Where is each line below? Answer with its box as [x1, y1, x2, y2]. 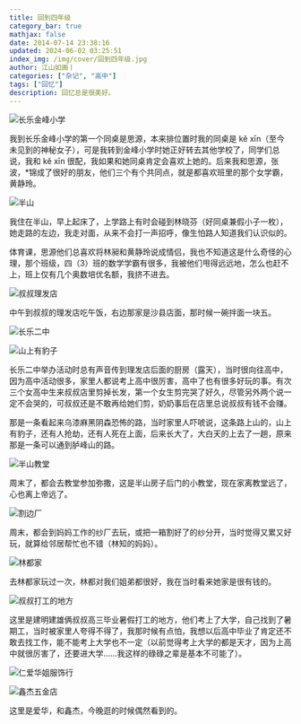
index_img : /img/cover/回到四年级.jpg [9, 55, 148, 64]
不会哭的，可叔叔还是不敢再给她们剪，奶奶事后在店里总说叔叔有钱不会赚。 [16, 397, 292, 408]
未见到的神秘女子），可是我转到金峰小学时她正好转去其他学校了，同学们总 [9, 144, 280, 155]
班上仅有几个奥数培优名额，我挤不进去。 [24, 268, 175, 279]
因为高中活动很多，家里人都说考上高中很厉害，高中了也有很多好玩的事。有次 [9, 375, 292, 386]
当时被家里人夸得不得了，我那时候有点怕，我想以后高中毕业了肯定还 [32, 625, 284, 636]
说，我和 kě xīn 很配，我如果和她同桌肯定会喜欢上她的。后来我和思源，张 [9, 155, 279, 166]
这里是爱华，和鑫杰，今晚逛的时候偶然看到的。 [9, 705, 182, 716]
